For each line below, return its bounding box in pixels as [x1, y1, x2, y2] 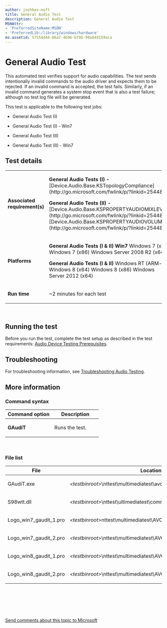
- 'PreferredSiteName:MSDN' [5, 26, 64, 31]
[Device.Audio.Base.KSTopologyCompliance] [49, 182, 155, 189]
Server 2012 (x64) [49, 272, 93, 279]
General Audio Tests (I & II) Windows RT [49, 260, 145, 267]
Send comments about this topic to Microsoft [5, 618, 98, 624]
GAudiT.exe [7, 481, 35, 488]
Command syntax [5, 398, 49, 405]
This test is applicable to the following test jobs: [5, 104, 103, 109]
